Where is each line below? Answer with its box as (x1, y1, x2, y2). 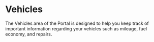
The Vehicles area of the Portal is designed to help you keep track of (5, 20, 149, 26)
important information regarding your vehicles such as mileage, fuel (5, 25, 147, 31)
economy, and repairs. (5, 31, 52, 37)
